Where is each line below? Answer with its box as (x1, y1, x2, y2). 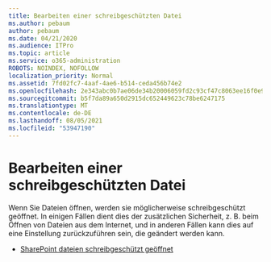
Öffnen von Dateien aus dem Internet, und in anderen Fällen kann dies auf (8, 219, 254, 230)
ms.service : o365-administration (8, 57, 121, 65)
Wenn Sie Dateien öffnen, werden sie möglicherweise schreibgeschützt (8, 202, 246, 212)
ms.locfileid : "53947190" (8, 124, 95, 132)
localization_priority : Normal (8, 72, 114, 80)
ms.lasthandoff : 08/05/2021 (8, 117, 103, 125)
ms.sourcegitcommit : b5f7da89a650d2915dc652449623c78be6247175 (8, 94, 226, 102)
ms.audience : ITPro (8, 42, 74, 50)
